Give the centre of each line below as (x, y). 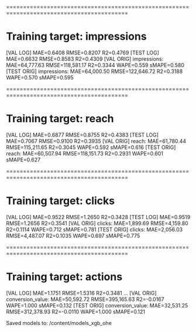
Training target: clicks (61, 201)
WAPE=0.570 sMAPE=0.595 (40, 77)
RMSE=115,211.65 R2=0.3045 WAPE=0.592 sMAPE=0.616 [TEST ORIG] (91, 147)
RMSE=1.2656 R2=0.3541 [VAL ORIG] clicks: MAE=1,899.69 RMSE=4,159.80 (97, 223)
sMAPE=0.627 (23, 160)
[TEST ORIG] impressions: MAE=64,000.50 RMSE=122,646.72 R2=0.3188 (94, 71)
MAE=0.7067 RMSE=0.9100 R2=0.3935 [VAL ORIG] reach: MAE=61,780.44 (96, 141)
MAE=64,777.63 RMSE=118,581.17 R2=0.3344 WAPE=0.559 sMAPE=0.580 (95, 65)
